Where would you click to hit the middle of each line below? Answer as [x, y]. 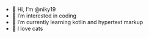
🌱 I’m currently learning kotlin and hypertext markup [78, 22]
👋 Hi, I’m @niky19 [34, 9]
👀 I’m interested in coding [44, 16]
